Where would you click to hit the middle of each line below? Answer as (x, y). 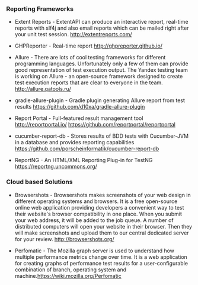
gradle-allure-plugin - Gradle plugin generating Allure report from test (100, 100)
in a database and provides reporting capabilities (74, 142)
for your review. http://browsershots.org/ (64, 239)
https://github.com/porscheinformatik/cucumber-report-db (87, 149)
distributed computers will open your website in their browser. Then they (103, 226)
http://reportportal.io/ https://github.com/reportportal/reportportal (95, 125)
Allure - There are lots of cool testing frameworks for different (90, 58)
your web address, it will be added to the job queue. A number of (94, 220)
